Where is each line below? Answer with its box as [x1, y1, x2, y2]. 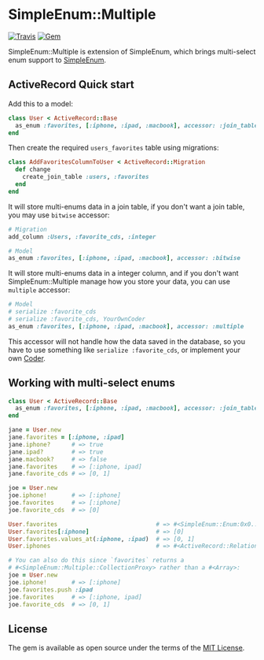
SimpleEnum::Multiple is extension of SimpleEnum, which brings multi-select [8, 46, 256, 56]
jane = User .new [8, 426, 61, 434]
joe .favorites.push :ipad [8, 585, 93, 594]
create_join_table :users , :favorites [22, 173, 149, 181]
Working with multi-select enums [8, 376, 175, 390]
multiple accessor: [8, 285, 71, 295]
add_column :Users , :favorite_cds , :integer [8, 232, 156, 241]
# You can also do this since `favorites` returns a [8, 557, 185, 565]
